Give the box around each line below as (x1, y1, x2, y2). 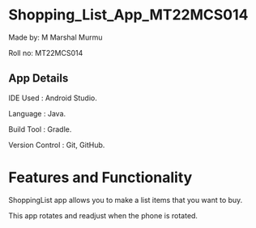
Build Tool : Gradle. (8, 124, 72, 134)
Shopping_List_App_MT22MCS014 (8, 6, 249, 24)
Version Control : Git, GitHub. (8, 140, 105, 150)
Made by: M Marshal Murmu (8, 32, 103, 42)
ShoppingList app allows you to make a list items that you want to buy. (8, 195, 243, 205)
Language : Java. (8, 108, 66, 118)
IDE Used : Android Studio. (8, 93, 97, 103)
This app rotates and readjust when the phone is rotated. (8, 210, 198, 220)
